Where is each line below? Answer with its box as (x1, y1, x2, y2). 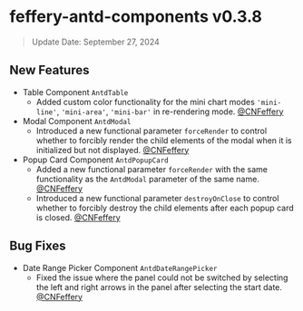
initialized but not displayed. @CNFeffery (35, 144, 190, 155)
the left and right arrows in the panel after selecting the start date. (35, 281, 283, 292)
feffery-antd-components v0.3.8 (9, 6, 263, 27)
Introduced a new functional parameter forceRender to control (35, 125, 268, 136)
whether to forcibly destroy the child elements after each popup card (35, 202, 294, 213)
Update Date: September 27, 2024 (31, 36, 161, 47)
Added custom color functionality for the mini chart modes (35, 96, 256, 107)
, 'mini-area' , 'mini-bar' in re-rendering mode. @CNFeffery (56, 106, 284, 117)
